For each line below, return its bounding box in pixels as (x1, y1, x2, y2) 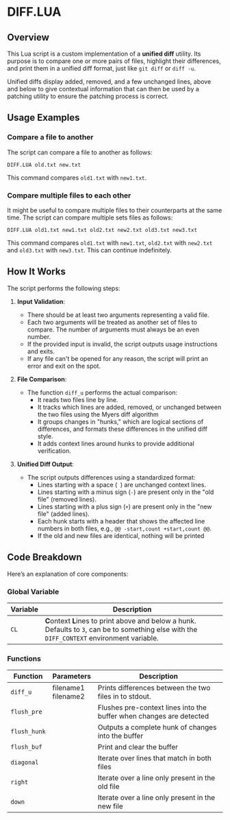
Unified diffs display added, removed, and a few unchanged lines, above (7, 78, 212, 86)
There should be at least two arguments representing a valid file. (27, 310, 209, 319)
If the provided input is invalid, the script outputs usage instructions (27, 340, 218, 348)
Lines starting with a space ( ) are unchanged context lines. (37, 480, 207, 489)
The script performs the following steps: (7, 284, 120, 292)
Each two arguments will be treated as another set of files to (27, 318, 197, 326)
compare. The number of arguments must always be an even (27, 325, 200, 333)
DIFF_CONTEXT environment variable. (44, 633, 159, 642)
